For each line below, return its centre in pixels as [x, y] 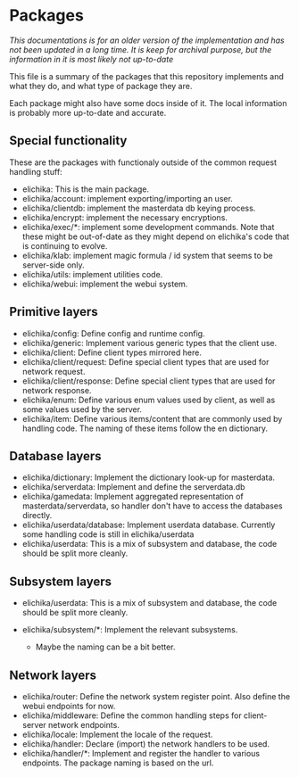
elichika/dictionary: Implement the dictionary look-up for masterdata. [148, 477]
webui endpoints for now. [69, 706]
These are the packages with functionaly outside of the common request [143, 162]
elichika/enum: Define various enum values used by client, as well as [149, 400]
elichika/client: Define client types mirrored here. [112, 352]
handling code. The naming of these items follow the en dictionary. [145, 428]
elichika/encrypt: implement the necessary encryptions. [125, 217]
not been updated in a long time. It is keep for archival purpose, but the [141, 49]
